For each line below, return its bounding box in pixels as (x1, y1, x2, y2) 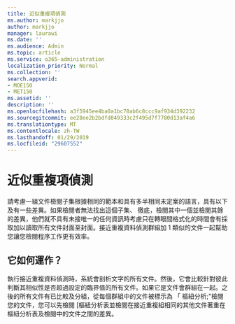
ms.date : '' (7, 36, 42, 43)
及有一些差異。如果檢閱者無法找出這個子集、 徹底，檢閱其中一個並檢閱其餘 (7, 206, 224, 214)
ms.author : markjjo (7, 17, 64, 24)
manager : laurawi (7, 29, 58, 37)
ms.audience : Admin (7, 43, 64, 50)
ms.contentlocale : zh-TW (7, 127, 80, 134)
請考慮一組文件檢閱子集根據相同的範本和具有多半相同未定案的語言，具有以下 (7, 197, 228, 206)
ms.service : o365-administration (7, 56, 105, 63)
